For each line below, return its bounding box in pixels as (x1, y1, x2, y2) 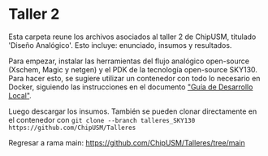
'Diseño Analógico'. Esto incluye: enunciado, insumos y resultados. (8, 40, 232, 50)
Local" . (8, 90, 32, 100)
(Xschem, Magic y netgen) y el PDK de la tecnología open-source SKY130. (8, 64, 258, 74)
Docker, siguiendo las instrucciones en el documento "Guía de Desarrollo (8, 82, 253, 92)
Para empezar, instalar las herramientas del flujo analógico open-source (8, 56, 250, 66)
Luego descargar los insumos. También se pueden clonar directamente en (8, 106, 257, 116)
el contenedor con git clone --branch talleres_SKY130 (8, 115, 196, 124)
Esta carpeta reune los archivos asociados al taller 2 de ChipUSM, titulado (8, 32, 257, 41)
